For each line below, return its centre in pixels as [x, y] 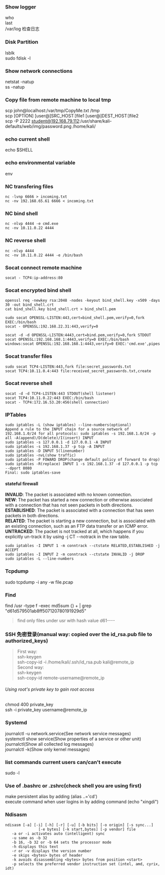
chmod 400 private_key [29, 705]
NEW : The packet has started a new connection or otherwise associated [79, 500]
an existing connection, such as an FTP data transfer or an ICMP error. [77, 526]
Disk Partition [22, 42]
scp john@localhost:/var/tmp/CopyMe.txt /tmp [52, 110]
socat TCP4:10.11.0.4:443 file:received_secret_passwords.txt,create [78, 371]
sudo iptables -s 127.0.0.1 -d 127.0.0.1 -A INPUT [58, 442]
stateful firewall [22, 484]
